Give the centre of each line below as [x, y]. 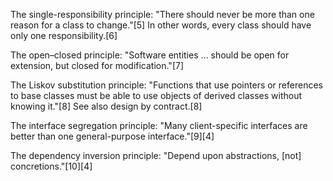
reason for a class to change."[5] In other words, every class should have [161, 25]
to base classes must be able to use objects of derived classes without [156, 95]
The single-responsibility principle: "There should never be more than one [162, 14]
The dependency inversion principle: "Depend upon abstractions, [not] [156, 155]
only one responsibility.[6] [64, 35]
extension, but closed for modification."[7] [97, 65]
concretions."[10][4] [51, 166]
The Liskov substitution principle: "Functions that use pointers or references [166, 85]
